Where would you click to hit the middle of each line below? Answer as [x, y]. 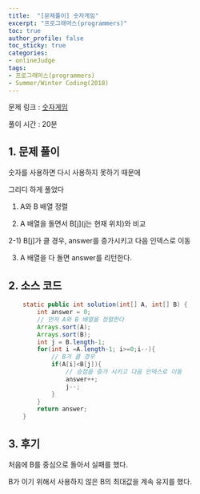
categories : [28, 53]
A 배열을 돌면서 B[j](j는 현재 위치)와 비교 [83, 224]
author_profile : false [46, 38]
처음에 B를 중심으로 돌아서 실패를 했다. [68, 464]
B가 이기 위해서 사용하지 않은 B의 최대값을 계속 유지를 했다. [100, 481]
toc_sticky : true [37, 46]
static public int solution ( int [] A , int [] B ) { [105, 305]
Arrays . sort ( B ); [64, 334]
